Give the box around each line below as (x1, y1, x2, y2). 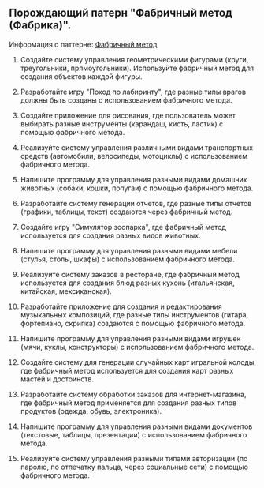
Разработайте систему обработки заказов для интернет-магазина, (20, 389, 247, 399)
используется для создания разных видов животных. (20, 231, 201, 240)
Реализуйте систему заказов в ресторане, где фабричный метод (20, 269, 240, 279)
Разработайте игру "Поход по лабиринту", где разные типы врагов (20, 87, 247, 96)
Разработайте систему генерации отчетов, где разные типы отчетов (20, 198, 252, 208)
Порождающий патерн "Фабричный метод (9, 6, 233, 20)
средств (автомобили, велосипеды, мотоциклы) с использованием (20, 151, 247, 160)
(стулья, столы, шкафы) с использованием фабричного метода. (20, 254, 236, 264)
